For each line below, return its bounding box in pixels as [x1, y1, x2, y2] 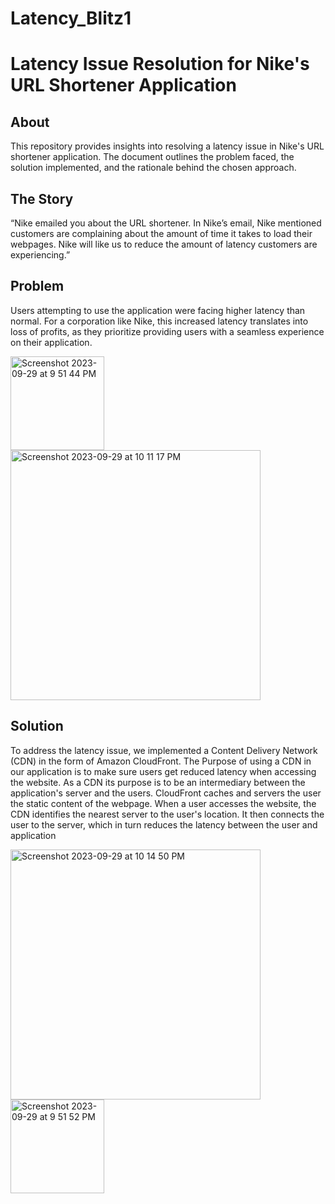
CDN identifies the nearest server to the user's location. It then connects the [10, 808, 325, 820]
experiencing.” [10, 249, 71, 261]
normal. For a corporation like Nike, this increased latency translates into [10, 315, 309, 327]
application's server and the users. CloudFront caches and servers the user [10, 787, 322, 799]
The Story [10, 190, 74, 207]
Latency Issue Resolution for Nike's [10, 53, 310, 76]
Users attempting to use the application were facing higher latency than [10, 304, 306, 316]
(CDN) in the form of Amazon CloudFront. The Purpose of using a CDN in [10, 755, 312, 767]
